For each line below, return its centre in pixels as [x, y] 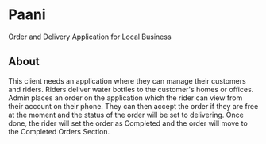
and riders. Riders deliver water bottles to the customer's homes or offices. [131, 89]
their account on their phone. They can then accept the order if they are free [133, 106]
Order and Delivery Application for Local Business [90, 37]
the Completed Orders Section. [59, 131]
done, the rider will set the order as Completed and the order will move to [128, 123]
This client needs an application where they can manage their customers [127, 80]
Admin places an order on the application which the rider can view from [125, 98]
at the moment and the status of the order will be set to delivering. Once [126, 115]
